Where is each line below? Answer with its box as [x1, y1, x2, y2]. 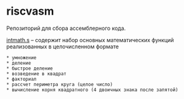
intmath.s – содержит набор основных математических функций [6, 36, 174, 43]
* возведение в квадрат [6, 70, 67, 77]
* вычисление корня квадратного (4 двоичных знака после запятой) [6, 87, 179, 93]
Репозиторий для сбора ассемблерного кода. [6, 24, 126, 32]
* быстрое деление [6, 65, 53, 71]
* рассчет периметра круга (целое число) [6, 81, 113, 87]
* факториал [6, 76, 37, 82]
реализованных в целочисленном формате [6, 43, 119, 50]
